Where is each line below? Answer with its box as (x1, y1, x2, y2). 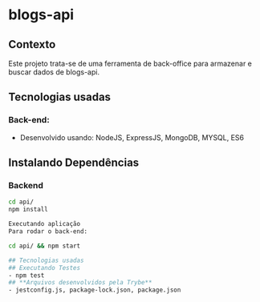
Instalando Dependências (8, 156, 140, 170)
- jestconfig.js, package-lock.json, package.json (8, 286, 181, 294)
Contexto (8, 38, 56, 51)
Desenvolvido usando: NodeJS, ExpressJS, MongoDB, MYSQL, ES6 (19, 132, 245, 142)
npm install (8, 206, 48, 214)
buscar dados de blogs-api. (8, 67, 100, 77)
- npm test (8, 271, 45, 280)
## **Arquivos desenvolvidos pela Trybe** (8, 279, 152, 287)
